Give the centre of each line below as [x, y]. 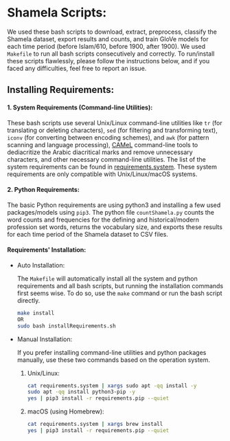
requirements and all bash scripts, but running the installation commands [120, 286]
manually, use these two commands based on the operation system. [114, 360]
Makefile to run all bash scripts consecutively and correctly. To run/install [111, 54]
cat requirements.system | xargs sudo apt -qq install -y [112, 386]
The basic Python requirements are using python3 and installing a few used [114, 205]
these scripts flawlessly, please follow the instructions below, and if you [108, 61]
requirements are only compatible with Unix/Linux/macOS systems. [102, 174]
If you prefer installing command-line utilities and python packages [112, 352]
